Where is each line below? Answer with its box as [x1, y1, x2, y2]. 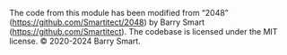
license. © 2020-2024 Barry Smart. [9, 35, 141, 46]
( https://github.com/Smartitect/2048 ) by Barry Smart [9, 17, 205, 27]
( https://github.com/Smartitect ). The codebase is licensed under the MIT [9, 27, 278, 36]
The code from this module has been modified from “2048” [9, 8, 229, 18]
